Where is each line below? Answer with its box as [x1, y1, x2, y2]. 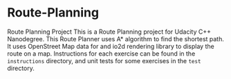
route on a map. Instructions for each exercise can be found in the [7, 49, 196, 58]
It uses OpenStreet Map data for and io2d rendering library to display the [7, 42, 214, 50]
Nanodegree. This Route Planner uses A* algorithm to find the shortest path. [7, 34, 225, 43]
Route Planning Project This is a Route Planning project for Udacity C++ [7, 27, 211, 36]
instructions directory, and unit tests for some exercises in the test [7, 56, 201, 65]
